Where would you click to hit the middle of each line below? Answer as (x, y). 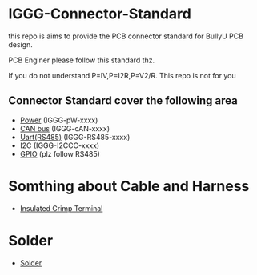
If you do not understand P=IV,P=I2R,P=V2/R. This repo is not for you (122, 75)
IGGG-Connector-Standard (100, 14)
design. (21, 44)
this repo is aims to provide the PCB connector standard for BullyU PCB (126, 36)
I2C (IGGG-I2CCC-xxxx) (60, 145)
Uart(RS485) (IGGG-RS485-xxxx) (75, 137)
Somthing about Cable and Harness (129, 186)
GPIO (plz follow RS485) (60, 153)
